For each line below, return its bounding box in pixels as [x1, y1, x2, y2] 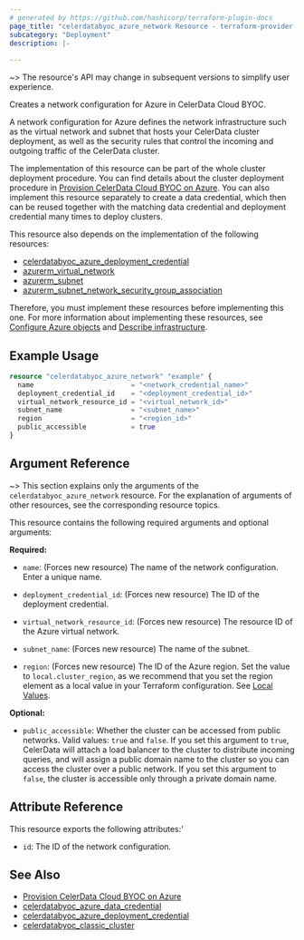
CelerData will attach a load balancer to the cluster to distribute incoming [22, 744, 295, 755]
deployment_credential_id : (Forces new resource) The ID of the [22, 588, 260, 599]
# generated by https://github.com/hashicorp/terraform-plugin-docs [9, 13, 273, 23]
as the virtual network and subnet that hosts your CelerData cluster [9, 126, 261, 137]
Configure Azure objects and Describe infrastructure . [9, 322, 208, 333]
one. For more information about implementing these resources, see [9, 312, 263, 323]
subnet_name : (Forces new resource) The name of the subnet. [22, 643, 251, 654]
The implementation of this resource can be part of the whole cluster [9, 163, 266, 174]
